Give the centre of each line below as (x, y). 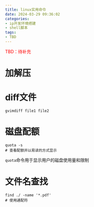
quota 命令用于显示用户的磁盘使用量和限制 (47, 160)
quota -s (14, 145)
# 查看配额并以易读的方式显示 (31, 150)
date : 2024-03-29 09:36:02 (33, 14)
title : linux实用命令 (26, 10)
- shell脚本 (16, 28)
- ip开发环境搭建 (20, 23)
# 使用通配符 (16, 200)
